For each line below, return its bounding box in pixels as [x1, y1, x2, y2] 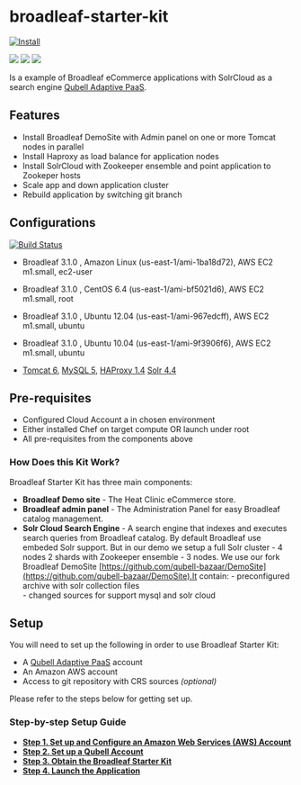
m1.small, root [22, 293, 74, 303]
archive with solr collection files [22, 580, 140, 591]
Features [9, 108, 60, 123]
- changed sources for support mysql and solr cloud [22, 590, 216, 600]
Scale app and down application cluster [22, 179, 169, 190]
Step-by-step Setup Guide [9, 716, 127, 728]
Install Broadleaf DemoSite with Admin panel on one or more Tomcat [22, 131, 277, 142]
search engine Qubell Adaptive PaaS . [9, 81, 147, 92]
